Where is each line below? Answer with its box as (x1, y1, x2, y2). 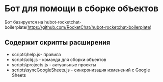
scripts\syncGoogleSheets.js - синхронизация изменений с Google (11, 67, 150, 73)
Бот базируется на (4, 19, 44, 25)
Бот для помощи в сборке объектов (4, 3, 159, 14)
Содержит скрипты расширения (4, 39, 110, 47)
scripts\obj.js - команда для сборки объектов (11, 57, 107, 62)
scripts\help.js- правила (11, 51, 61, 57)
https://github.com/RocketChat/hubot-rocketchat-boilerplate (27, 24, 150, 30)
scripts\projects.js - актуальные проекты (11, 61, 96, 67)
